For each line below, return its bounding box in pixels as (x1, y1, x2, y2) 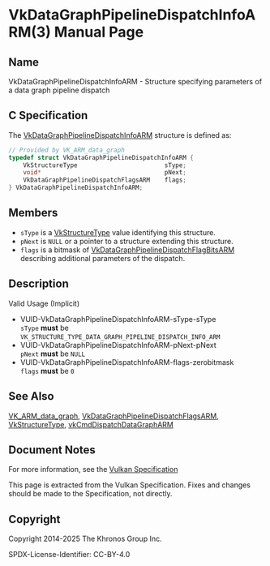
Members (8, 206, 58, 220)
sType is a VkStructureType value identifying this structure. (19, 227, 216, 237)
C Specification (8, 109, 88, 122)
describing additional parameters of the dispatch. (19, 253, 186, 263)
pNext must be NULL (19, 349, 86, 358)
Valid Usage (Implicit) (8, 298, 80, 308)
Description (8, 277, 69, 291)
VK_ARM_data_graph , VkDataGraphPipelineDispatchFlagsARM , (8, 411, 219, 421)
